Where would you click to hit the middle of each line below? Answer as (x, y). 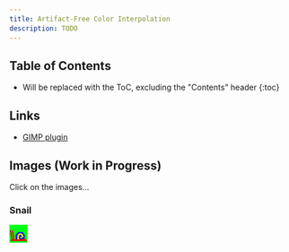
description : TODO (44, 28)
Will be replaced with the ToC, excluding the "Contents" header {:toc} (151, 87)
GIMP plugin (45, 137)
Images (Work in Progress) (85, 165)
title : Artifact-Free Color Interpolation (90, 19)
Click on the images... (49, 187)
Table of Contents (61, 66)
